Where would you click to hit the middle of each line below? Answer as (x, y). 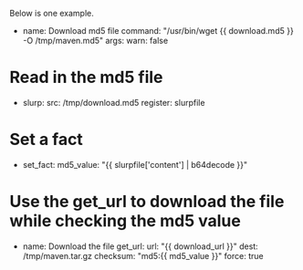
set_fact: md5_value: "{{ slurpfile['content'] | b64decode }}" (135, 164)
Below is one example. (52, 13)
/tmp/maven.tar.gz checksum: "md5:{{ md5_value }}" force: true (143, 255)
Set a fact (47, 140)
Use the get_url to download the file (147, 202)
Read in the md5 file (86, 78)
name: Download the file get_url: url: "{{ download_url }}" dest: (140, 246)
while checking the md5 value (125, 221)
